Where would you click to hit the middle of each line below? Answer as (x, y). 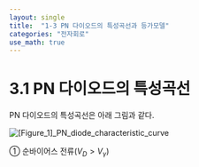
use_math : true (37, 42)
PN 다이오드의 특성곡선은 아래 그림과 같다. (82, 115)
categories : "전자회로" (50, 34)
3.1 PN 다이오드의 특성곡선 (100, 89)
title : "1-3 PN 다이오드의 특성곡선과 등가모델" (89, 26)
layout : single (37, 17)
